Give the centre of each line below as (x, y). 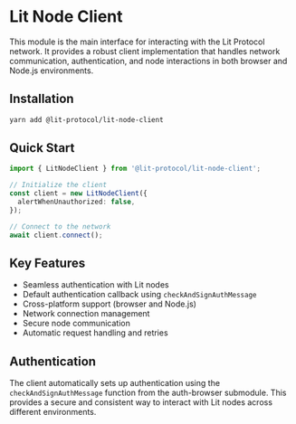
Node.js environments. (52, 71)
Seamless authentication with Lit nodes (95, 285)
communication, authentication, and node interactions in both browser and (148, 61)
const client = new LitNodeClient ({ (78, 193)
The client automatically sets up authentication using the (115, 383)
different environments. (53, 412)
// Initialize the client (58, 185)
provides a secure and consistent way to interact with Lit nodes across (141, 402)
